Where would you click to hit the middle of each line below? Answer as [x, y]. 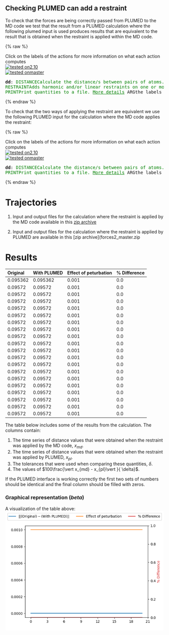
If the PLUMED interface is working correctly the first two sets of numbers [82, 479]
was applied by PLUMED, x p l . [43, 458]
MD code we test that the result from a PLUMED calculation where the [78, 26]
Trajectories [31, 203]
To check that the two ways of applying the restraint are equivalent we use [82, 111]
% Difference [131, 273]
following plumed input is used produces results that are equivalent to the [81, 31]
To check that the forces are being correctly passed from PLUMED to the [81, 20]
